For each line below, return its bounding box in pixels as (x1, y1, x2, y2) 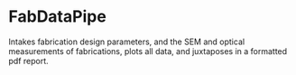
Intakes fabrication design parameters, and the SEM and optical (8, 36, 245, 47)
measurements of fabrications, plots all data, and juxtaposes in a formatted (8, 45, 288, 56)
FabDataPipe (8, 6, 107, 27)
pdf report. (8, 55, 49, 66)
